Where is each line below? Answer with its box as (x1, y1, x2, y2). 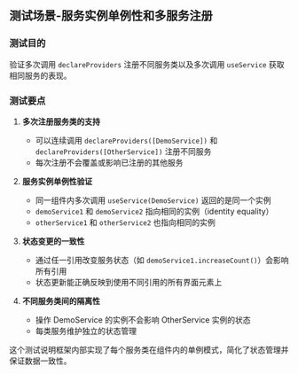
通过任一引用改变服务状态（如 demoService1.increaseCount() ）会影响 (35, 254, 289, 265)
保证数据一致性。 (9, 355, 72, 366)
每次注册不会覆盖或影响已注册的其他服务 (35, 157, 184, 168)
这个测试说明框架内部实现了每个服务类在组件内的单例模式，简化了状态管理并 (9, 344, 289, 355)
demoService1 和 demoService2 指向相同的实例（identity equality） (35, 206, 274, 216)
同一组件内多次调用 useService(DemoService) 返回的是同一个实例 (35, 194, 272, 206)
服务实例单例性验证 (21, 175, 93, 186)
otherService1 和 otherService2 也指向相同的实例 (35, 216, 216, 228)
